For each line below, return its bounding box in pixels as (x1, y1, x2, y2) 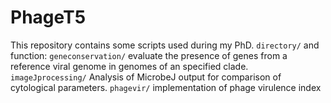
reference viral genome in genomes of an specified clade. (10, 60, 249, 72)
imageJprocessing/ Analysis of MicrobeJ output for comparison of (10, 71, 282, 83)
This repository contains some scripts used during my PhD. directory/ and (10, 39, 320, 51)
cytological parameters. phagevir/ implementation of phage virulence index (10, 81, 322, 93)
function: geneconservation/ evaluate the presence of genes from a (10, 49, 288, 61)
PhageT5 (10, 6, 87, 29)
